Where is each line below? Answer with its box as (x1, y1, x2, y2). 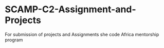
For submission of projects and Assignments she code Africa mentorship (5, 31, 159, 37)
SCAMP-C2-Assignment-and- (5, 4, 137, 15)
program (5, 37, 23, 43)
